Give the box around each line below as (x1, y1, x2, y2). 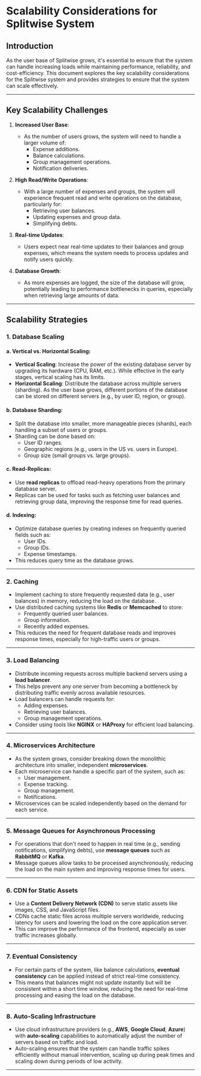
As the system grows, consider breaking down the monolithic (14, 755, 166, 762)
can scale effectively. (6, 82, 59, 89)
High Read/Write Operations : (14, 176, 89, 184)
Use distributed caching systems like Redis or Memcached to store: (14, 604, 184, 611)
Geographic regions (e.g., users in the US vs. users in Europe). (23, 445, 178, 452)
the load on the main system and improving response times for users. (14, 865, 186, 873)
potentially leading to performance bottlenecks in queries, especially (23, 285, 193, 292)
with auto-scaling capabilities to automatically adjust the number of (14, 1032, 182, 1039)
